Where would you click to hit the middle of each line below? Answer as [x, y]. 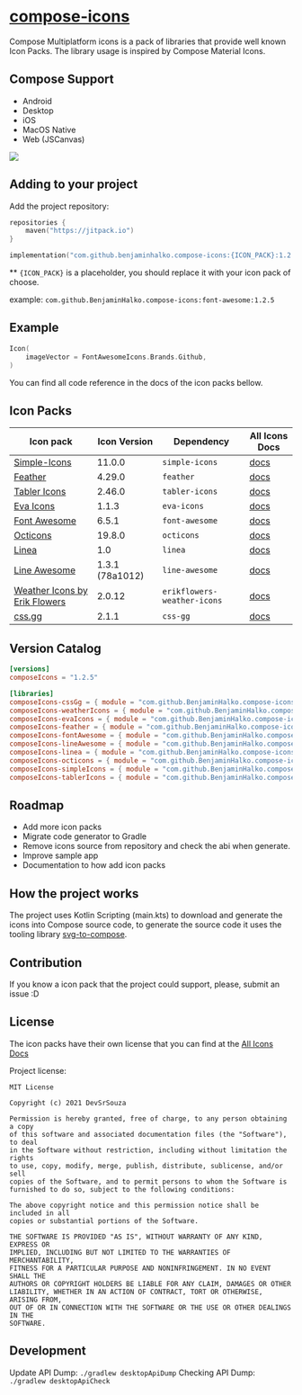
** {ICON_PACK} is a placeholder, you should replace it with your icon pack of [150, 273]
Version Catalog [55, 648]
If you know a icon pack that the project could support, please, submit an [145, 984]
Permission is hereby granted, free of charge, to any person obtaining [148, 1118]
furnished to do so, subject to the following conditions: [122, 1189]
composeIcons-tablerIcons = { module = [84, 777]
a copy [22, 1126]
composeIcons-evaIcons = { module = [78, 719]
